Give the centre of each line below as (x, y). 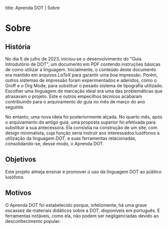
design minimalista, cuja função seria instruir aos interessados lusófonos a (82, 133)
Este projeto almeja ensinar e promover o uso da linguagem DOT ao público (83, 171)
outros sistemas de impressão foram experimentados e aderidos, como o (81, 80)
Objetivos (21, 160)
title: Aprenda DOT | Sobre (33, 8)
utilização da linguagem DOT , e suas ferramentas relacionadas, (71, 138)
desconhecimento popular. (33, 221)
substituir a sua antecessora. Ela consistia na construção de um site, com (81, 128)
